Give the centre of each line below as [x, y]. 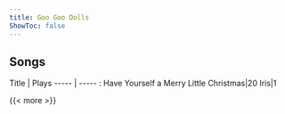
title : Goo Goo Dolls [49, 17]
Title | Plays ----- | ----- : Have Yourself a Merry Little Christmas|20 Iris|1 [143, 83]
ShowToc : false [37, 26]
